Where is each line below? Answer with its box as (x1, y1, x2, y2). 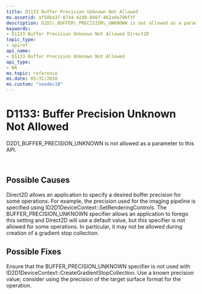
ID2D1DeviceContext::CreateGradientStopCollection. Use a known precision (6, 269, 194, 276)
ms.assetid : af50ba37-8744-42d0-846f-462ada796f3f (6, 14, 136, 20)
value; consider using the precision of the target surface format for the (6, 275, 182, 283)
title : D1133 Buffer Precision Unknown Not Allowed (6, 8, 138, 15)
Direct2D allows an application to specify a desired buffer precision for (6, 191, 182, 198)
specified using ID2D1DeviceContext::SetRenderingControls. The (6, 203, 167, 211)
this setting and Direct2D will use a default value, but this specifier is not (6, 217, 185, 224)
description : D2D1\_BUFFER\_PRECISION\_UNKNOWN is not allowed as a (6, 20, 182, 26)
